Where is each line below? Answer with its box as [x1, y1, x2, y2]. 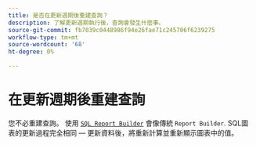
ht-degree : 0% [8, 48, 55, 56]
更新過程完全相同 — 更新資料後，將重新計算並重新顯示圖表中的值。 [21, 128, 239, 137]
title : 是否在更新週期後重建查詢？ [8, 11, 109, 20]
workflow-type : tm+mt [8, 33, 79, 42]
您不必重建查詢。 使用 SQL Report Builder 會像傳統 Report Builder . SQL [8, 118, 242, 128]
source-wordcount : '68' [8, 41, 86, 49]
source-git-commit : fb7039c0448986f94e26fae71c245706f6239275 [8, 26, 215, 34]
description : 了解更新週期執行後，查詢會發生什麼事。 [8, 19, 165, 27]
